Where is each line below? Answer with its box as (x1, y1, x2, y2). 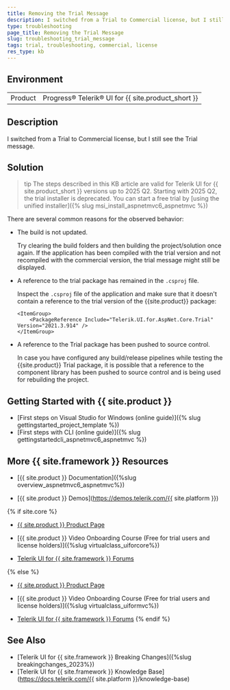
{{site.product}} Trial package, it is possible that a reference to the (16, 361, 204, 369)
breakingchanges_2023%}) (16, 660, 94, 668)
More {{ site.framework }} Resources (7, 455, 169, 467)
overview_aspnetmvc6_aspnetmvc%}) (16, 480, 125, 489)
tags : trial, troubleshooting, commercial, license (7, 42, 157, 49)
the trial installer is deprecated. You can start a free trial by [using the (23, 195, 220, 203)
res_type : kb (7, 49, 44, 56)
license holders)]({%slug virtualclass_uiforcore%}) (16, 541, 160, 549)
